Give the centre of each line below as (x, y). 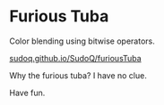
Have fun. (27, 93)
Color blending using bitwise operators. (82, 41)
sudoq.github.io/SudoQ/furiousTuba (75, 58)
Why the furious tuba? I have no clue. (78, 75)
